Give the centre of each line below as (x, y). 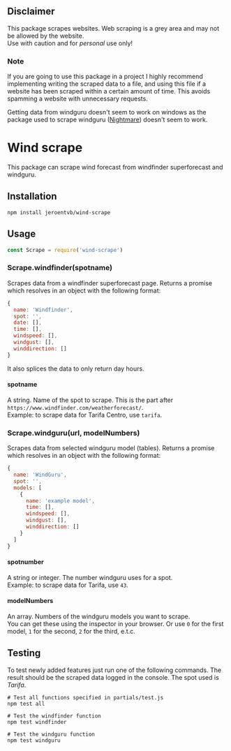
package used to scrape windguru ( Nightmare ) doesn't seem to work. (107, 120)
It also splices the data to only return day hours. (76, 369)
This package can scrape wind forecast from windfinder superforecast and (115, 168)
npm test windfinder (37, 722)
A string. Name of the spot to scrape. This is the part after (90, 400)
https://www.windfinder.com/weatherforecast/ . (75, 407)
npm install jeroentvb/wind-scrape (59, 212)
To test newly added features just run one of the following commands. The (114, 670)
